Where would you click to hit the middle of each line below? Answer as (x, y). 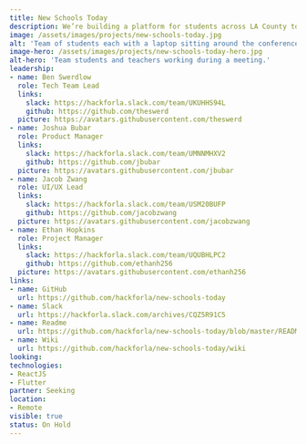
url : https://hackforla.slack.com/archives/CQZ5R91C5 (122, 315)
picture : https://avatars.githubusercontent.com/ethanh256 (132, 273)
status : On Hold (40, 425)
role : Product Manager (61, 137)
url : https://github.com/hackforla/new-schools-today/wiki (132, 348)
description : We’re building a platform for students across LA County (148, 26)
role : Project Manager (61, 238)
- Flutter (28, 382)
